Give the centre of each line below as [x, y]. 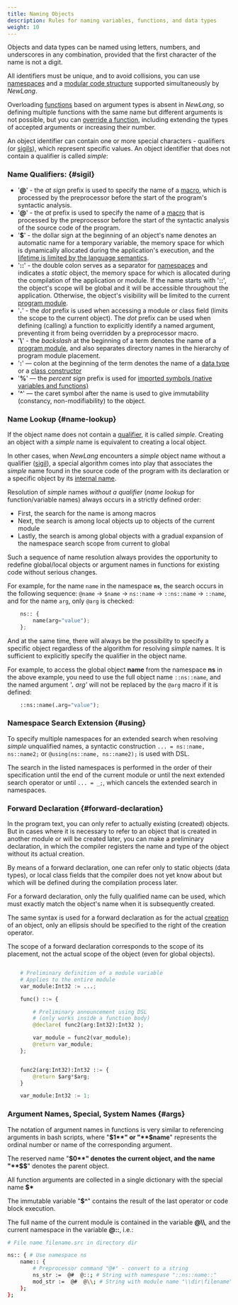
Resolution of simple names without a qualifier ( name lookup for [101, 492]
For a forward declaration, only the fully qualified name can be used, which [117, 896]
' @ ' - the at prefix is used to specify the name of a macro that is [111, 213]
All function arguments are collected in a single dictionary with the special [115, 1180]
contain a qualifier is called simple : [58, 156]
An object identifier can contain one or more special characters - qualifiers [116, 141]
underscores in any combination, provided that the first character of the [112, 55]
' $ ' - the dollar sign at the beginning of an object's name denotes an [117, 235]
